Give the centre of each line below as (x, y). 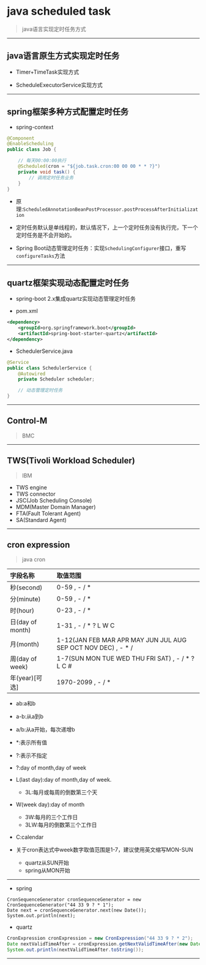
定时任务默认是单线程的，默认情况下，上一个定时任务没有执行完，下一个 (107, 227)
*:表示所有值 (31, 743)
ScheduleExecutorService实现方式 (59, 85)
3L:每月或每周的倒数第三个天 (61, 792)
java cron (34, 559)
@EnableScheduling (30, 144)
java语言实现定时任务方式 (54, 29)
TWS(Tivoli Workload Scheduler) (71, 461)
